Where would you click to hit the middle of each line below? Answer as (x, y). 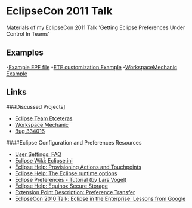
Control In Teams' (28, 33)
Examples (25, 53)
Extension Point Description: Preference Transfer (75, 192)
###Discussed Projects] (36, 106)
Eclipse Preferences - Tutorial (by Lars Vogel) (71, 179)
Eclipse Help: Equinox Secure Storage (61, 186)
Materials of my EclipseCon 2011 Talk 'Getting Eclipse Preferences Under (96, 27)
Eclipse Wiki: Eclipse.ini (44, 160)
